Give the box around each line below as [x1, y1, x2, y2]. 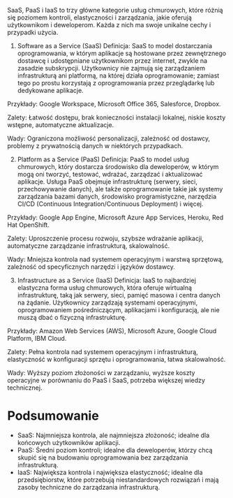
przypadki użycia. [7, 28, 59, 36]
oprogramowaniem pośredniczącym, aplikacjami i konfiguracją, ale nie [17, 306, 220, 314]
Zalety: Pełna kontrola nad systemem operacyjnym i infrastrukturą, [7, 348, 199, 356]
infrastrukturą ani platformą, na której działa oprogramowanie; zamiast [17, 71, 220, 80]
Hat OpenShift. [7, 221, 50, 229]
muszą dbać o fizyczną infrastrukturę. [17, 314, 127, 321]
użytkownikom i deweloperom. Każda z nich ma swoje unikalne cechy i [7, 21, 211, 29]
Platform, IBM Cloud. [7, 335, 67, 342]
